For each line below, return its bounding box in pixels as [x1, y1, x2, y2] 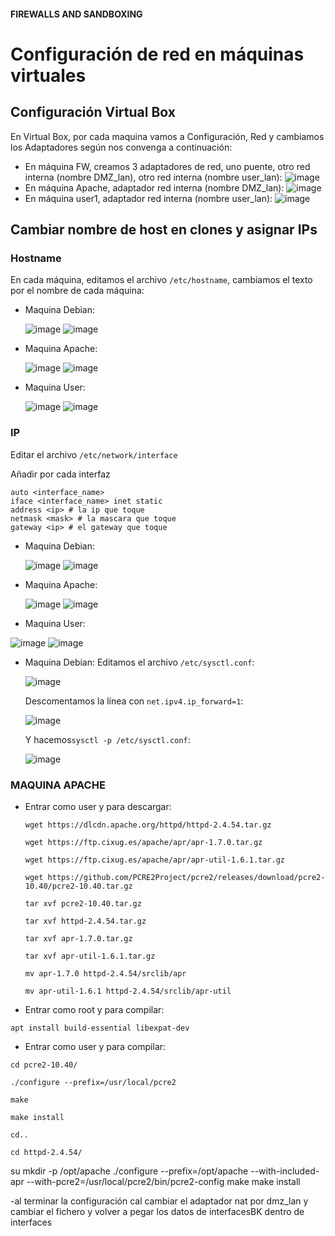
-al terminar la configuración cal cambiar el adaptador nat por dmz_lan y [10, 1195, 309, 1207]
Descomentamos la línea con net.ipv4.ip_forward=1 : [24, 695, 244, 707]
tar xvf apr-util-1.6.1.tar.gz [24, 951, 156, 961]
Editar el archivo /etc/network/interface [10, 448, 178, 460]
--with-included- [250, 1165, 320, 1177]
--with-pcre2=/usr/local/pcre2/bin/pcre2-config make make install [26, 1175, 301, 1187]
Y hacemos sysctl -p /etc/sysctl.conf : [24, 733, 191, 745]
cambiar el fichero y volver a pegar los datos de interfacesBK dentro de [10, 1205, 305, 1217]
